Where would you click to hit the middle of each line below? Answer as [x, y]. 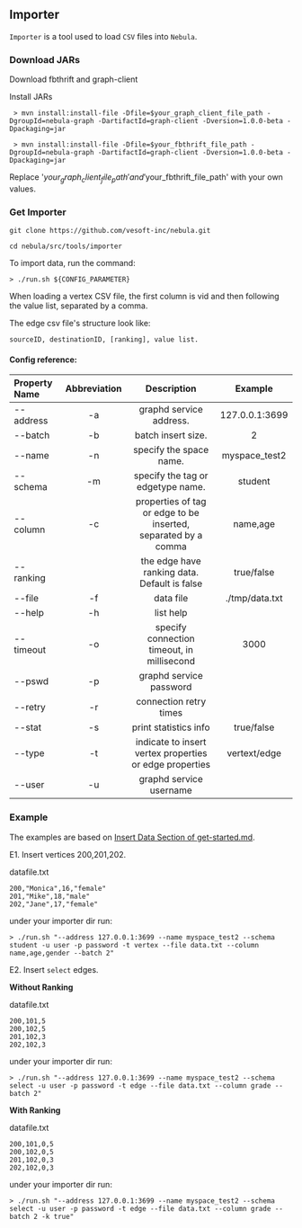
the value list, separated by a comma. [79, 306]
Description [171, 388]
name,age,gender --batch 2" [62, 953]
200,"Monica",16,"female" [58, 888]
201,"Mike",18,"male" [50, 896]
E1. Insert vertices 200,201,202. [68, 854]
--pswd [31, 681]
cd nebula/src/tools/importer [66, 246]
